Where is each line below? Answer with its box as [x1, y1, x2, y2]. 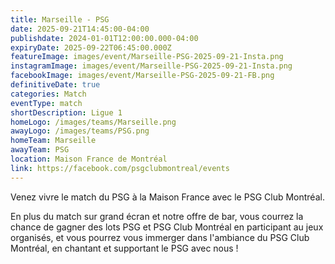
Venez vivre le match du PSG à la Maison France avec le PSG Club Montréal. [10, 191, 325, 203]
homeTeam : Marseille [10, 136, 97, 146]
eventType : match [10, 98, 83, 108]
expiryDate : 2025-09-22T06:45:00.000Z [10, 42, 172, 53]
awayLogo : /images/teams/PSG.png [10, 126, 150, 136]
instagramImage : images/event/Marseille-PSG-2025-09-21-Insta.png [10, 61, 293, 71]
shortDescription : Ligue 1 [10, 107, 123, 118]
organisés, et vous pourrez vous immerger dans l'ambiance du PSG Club [10, 231, 310, 243]
